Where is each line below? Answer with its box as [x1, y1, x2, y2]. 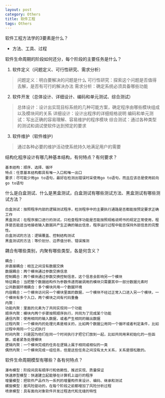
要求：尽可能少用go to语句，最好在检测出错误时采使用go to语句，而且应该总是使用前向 [5, 176, 159, 181]
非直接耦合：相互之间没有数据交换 [5, 264, 64, 269]
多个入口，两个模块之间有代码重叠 [19, 295, 79, 300]
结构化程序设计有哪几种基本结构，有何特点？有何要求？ [5, 154, 117, 160]
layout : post [5, 7, 32, 12]
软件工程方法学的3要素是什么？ [5, 35, 68, 41]
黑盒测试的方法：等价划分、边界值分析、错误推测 [5, 239, 90, 243]
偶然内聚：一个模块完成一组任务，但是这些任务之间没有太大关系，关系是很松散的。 [5, 348, 148, 353]
